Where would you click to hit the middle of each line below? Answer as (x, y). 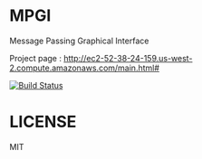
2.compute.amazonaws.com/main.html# (85, 68)
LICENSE (43, 122)
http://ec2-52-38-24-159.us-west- (128, 58)
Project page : (35, 58)
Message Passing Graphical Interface (79, 41)
